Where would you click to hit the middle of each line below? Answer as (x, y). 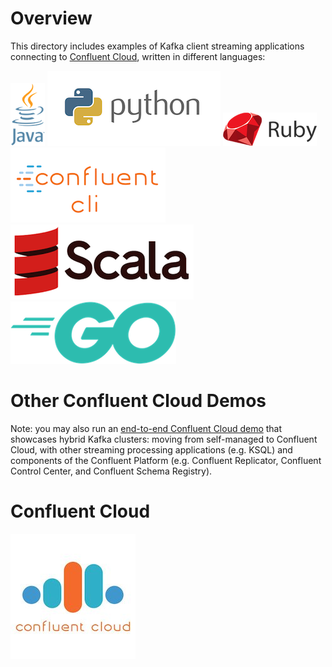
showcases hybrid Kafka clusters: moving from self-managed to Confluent (164, 439)
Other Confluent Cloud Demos (138, 401)
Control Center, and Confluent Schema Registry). (111, 471)
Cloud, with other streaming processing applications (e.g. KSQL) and (151, 449)
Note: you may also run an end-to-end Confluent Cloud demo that (146, 428)
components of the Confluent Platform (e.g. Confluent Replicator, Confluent (166, 460)
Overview (51, 18)
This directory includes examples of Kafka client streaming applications (157, 46)
